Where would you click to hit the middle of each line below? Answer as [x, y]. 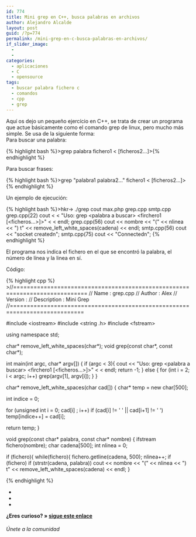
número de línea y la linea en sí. [44, 258]
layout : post [22, 28]
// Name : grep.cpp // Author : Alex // [133, 293]
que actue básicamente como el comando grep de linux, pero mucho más [95, 127]
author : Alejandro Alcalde [39, 22]
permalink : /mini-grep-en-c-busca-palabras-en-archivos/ [77, 39]
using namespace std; [33, 335]
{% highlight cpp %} [31, 281]
